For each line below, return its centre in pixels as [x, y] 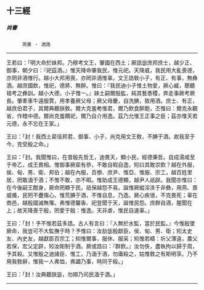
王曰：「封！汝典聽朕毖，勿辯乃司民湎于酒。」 [62, 274]
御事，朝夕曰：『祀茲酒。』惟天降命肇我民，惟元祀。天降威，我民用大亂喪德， [102, 70]
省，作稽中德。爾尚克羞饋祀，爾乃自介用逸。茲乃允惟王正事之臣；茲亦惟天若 [102, 116]
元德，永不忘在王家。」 [34, 124]
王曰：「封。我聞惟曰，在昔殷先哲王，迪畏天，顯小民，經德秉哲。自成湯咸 [98, 157]
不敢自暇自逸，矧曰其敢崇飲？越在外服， [147, 165]
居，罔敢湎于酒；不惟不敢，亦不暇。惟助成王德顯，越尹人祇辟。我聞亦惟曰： [102, 180]
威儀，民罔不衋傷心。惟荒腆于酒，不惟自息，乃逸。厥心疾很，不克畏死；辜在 [102, 195]
